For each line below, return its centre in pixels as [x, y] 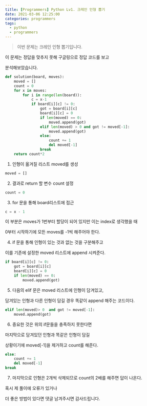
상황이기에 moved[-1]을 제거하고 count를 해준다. [52, 345]
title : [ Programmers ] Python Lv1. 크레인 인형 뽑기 [55, 10]
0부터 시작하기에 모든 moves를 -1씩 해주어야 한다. [53, 232]
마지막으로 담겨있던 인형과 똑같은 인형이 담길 [48, 335]
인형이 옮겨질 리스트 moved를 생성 [45, 164]
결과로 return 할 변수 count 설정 [43, 183]
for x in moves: [31, 90]
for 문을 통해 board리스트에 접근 [43, 202]
